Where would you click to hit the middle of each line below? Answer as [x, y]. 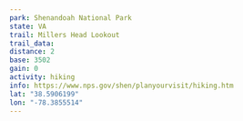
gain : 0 [24, 69]
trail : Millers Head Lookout [65, 35]
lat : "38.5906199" [44, 94]
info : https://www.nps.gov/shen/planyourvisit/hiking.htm [121, 86]
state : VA [28, 26]
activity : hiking [42, 77]
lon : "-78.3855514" [46, 102]
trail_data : [32, 43]
